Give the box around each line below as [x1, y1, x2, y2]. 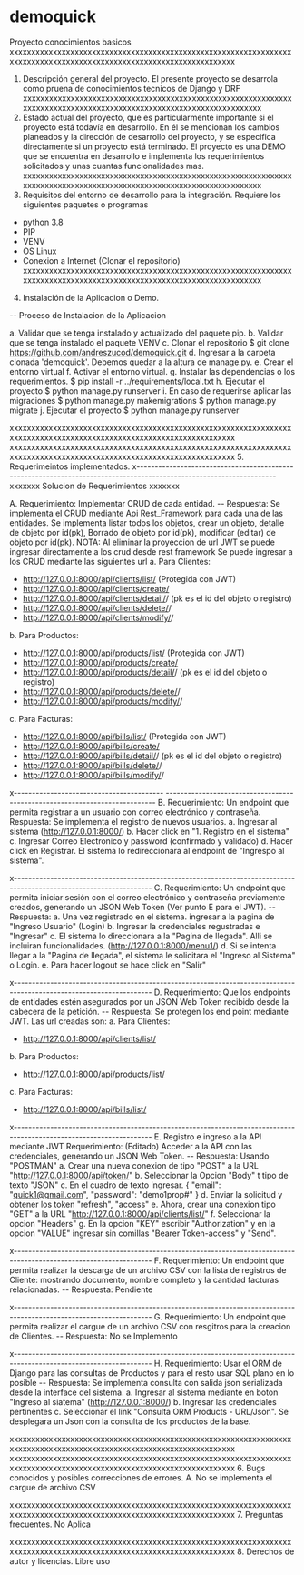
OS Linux [22, 246, 57, 256]
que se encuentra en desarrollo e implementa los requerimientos [22, 150, 265, 161]
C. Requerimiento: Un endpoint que [153, 882, 286, 893]
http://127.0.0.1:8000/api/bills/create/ [22, 740, 161, 751]
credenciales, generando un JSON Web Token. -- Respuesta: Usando [9, 1150, 270, 1161]
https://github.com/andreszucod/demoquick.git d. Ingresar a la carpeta [9, 346, 276, 357]
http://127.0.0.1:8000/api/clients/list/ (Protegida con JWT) [22, 573, 237, 584]
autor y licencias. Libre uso [9, 1555, 111, 1566]
